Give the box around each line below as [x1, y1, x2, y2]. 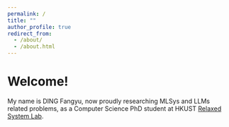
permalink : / [7, 10, 46, 18]
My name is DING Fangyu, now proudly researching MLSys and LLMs [7, 97, 211, 105]
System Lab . [7, 111, 44, 120]
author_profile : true [7, 23, 72, 30]
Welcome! [7, 73, 69, 90]
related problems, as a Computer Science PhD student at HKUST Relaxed [7, 104, 222, 113]
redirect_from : [7, 30, 52, 37]
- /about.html [13, 43, 55, 50]
